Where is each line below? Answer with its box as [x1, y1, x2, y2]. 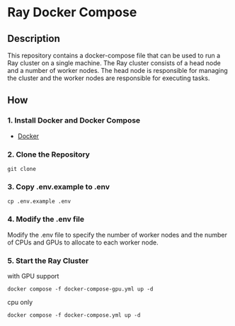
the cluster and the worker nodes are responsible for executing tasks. [7, 74, 210, 82]
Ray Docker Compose [7, 4, 137, 21]
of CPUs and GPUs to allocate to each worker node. [7, 238, 159, 247]
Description [7, 33, 60, 45]
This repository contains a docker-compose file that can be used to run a [7, 51, 221, 60]
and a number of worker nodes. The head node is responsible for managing [7, 67, 228, 74]
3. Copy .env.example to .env [7, 181, 110, 191]
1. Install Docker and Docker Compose [7, 116, 141, 125]
